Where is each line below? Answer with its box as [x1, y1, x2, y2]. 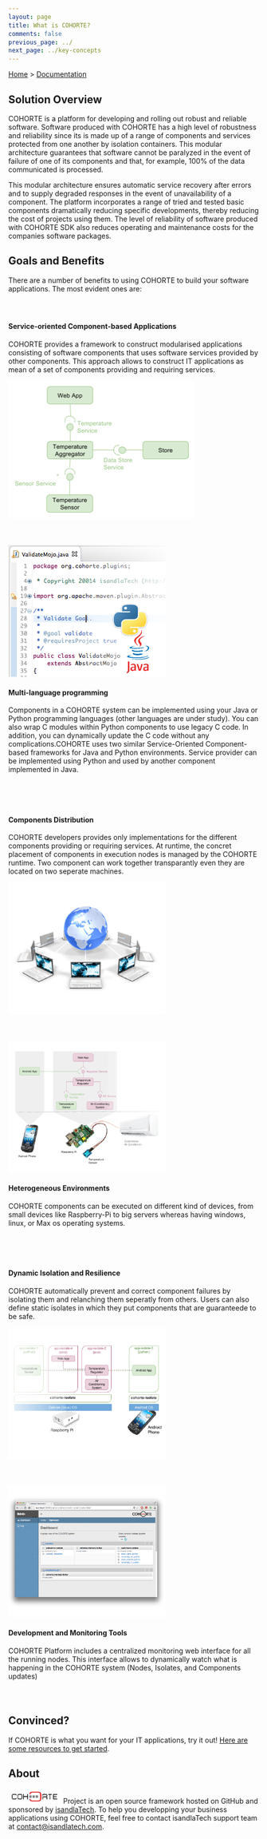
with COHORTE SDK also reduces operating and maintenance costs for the [8, 222, 254, 232]
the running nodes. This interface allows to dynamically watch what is [8, 1654, 238, 1664]
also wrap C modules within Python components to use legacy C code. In [8, 723, 249, 732]
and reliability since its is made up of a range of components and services [8, 130, 251, 140]
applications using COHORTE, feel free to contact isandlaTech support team [8, 1813, 257, 1822]
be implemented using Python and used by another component [8, 756, 216, 766]
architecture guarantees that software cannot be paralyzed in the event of [8, 148, 251, 157]
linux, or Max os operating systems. [8, 1218, 126, 1227]
